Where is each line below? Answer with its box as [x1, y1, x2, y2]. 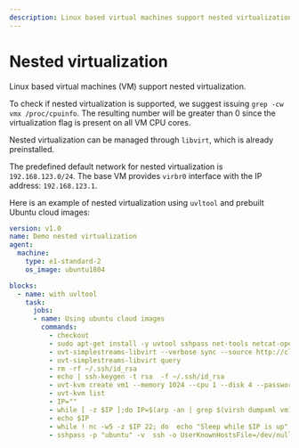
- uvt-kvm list [48, 389, 105, 398]
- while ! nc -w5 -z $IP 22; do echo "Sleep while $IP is [48, 422, 273, 431]
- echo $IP [48, 413, 90, 423]
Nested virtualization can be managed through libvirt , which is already [9, 134, 274, 145]
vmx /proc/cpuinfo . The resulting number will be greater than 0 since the [9, 108, 276, 118]
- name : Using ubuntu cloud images [32, 314, 166, 323]
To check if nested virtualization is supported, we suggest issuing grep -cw [9, 98, 284, 109]
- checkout [48, 331, 90, 340]
